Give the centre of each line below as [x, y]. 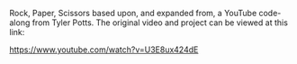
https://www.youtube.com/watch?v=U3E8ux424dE [104, 50]
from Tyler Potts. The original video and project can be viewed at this [160, 23]
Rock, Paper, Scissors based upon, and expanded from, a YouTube [133, 13]
